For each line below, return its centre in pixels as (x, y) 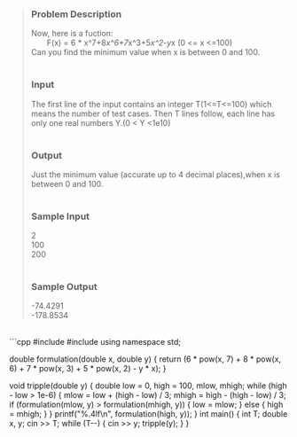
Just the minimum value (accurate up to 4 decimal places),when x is (156, 174)
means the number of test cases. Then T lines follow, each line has (153, 113)
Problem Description (76, 14)
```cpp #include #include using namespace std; (95, 342)
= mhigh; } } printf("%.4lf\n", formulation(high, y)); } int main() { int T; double (148, 414)
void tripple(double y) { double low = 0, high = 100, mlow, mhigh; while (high (148, 386)
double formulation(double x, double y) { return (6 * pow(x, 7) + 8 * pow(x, (145, 359)
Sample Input (60, 216)
